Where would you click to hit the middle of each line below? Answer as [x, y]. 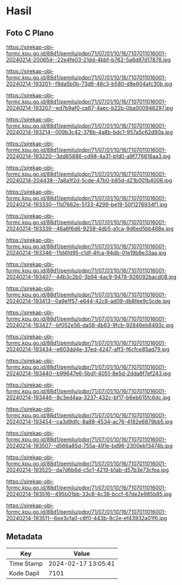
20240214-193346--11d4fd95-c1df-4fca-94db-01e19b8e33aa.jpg [86, 253]
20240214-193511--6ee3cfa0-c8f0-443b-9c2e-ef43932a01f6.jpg [87, 518]
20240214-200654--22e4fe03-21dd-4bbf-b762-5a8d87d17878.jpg [88, 60]
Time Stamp [26, 564]
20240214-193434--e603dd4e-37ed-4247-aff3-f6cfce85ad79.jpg [88, 349]
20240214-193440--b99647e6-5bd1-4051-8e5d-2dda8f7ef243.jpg [89, 373]
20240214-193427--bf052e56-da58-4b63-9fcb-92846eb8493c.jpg [90, 325]
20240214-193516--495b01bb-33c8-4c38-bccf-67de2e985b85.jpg [89, 494]
